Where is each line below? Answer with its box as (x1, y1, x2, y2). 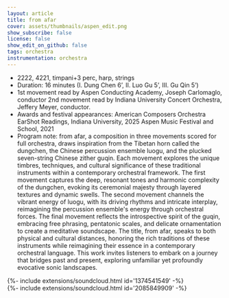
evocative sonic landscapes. (16, 263, 98, 271)
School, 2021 (16, 124, 54, 133)
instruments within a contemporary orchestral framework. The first (16, 168, 206, 176)
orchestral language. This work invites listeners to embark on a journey (16, 249, 218, 257)
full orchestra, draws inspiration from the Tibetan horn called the (16, 139, 200, 148)
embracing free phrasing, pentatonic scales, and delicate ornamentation (16, 219, 221, 227)
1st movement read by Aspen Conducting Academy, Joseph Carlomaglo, (16, 88, 223, 96)
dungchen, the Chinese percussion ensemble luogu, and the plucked (16, 146, 212, 154)
